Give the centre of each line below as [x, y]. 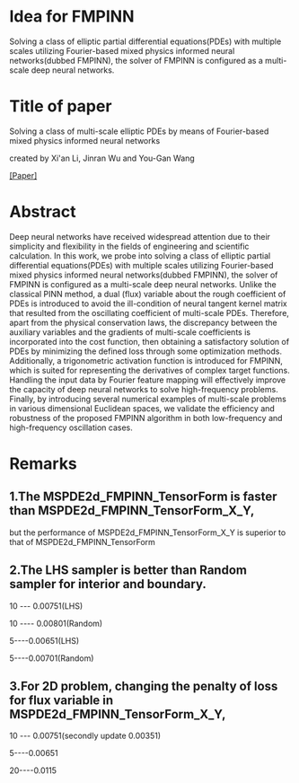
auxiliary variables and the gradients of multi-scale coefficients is [130, 332]
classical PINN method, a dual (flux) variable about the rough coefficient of [148, 294]
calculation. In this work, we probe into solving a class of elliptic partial [140, 255]
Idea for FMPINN [72, 17]
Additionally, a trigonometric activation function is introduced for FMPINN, [146, 360]
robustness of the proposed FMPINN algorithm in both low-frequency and [146, 418]
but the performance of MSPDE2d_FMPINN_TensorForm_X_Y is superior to [148, 532]
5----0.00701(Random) [52, 658]
